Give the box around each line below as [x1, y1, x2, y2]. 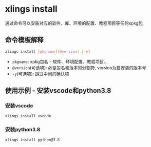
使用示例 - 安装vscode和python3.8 [5, 86, 111, 95]
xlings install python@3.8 [5, 138, 60, 143]
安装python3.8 [5, 126, 40, 133]
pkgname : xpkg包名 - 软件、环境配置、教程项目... [12, 59, 108, 64]
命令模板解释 [5, 36, 44, 44]
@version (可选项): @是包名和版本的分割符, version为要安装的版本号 [12, 64, 147, 70]
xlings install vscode [5, 114, 51, 119]
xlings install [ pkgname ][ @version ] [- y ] [5, 49, 91, 54]
